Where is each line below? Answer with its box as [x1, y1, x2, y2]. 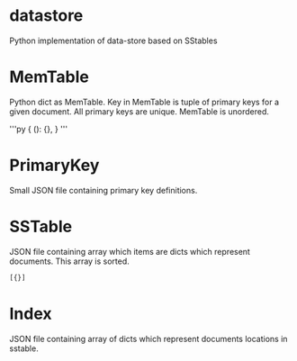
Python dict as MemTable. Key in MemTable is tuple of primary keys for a [9, 96, 280, 107]
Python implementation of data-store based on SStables [9, 35, 218, 46]
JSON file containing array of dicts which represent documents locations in [9, 333, 288, 344]
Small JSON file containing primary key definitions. [9, 185, 198, 195]
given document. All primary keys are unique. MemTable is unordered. [9, 105, 270, 117]
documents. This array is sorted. [9, 256, 130, 266]
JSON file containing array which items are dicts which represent [9, 246, 250, 257]
